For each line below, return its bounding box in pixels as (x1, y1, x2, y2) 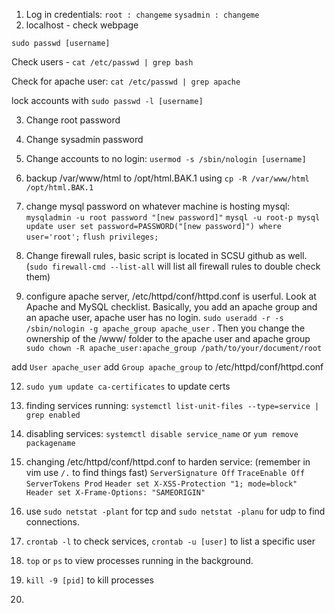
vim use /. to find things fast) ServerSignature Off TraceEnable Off (25, 467, 306, 478)
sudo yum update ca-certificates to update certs (25, 380, 231, 392)
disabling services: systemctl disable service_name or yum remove (25, 428, 299, 439)
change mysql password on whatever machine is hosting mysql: (25, 200, 291, 212)
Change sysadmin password (25, 134, 144, 145)
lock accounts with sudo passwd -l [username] (11, 95, 204, 106)
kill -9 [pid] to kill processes (25, 574, 154, 586)
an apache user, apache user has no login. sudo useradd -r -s (25, 312, 284, 323)
